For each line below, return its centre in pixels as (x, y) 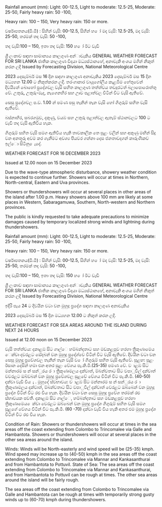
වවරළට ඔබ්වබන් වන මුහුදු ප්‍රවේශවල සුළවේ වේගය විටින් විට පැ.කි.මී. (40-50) (78, 376)
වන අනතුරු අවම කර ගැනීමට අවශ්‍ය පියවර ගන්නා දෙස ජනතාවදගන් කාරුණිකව (77, 138)
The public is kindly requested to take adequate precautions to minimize (77, 217)
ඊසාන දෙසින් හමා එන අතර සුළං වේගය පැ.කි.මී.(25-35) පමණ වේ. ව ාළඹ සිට (77, 365)
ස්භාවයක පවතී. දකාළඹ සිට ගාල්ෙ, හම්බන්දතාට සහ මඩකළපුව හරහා (70, 398)
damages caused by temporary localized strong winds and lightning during (80, 222)
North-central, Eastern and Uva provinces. (47, 182)
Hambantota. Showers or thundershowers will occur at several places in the (81, 434)
